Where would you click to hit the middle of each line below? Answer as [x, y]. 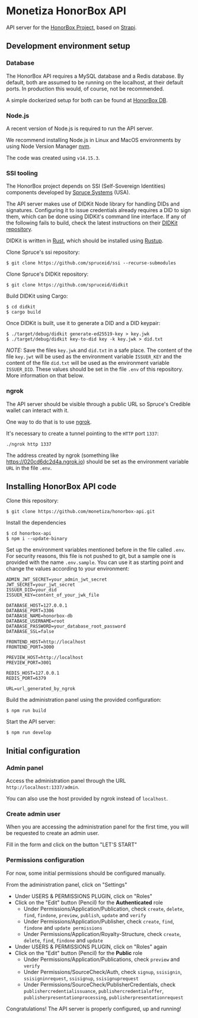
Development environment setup [68, 46]
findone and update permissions [63, 928]
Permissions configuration [45, 860]
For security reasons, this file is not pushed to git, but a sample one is [91, 556]
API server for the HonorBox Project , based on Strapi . [71, 27]
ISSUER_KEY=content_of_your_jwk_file [53, 595]
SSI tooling [22, 173]
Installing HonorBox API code [61, 486]
